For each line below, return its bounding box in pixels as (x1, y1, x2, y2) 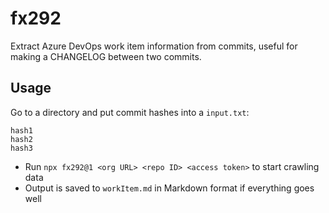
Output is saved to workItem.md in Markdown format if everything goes (24, 182, 315, 194)
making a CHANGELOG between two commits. (10, 50, 202, 62)
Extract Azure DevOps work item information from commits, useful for (10, 40, 298, 52)
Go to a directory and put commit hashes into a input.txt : (10, 106, 250, 118)
